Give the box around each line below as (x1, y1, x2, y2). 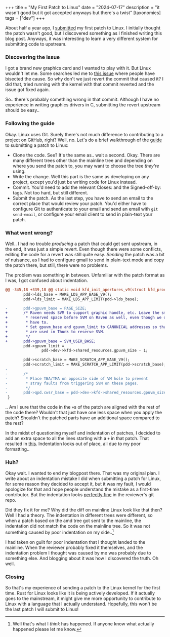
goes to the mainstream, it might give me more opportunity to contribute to (5, 595, 161, 602)
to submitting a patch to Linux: (5, 142, 69, 148)
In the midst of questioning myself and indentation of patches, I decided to (5, 430, 161, 436)
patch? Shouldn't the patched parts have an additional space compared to (5, 415, 160, 421)
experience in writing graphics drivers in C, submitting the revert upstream (5, 102, 161, 108)
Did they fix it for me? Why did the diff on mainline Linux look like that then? (5, 507, 163, 513)
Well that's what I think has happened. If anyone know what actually (12, 621, 154, 627)
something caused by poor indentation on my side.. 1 (5, 529, 114, 536)
